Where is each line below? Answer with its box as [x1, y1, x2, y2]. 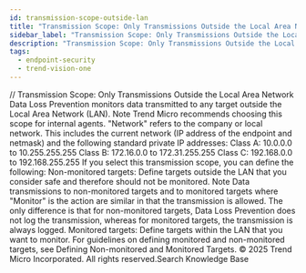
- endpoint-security [17, 56, 96, 65]
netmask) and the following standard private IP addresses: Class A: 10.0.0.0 [9, 137, 293, 148]
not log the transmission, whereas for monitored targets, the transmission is [9, 215, 293, 226]
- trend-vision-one [17, 65, 92, 74]
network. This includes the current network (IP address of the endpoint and [9, 127, 293, 138]
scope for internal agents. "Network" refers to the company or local [9, 117, 263, 128]
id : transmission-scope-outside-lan [9, 13, 148, 23]
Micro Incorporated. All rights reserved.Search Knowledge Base [9, 253, 250, 264]
